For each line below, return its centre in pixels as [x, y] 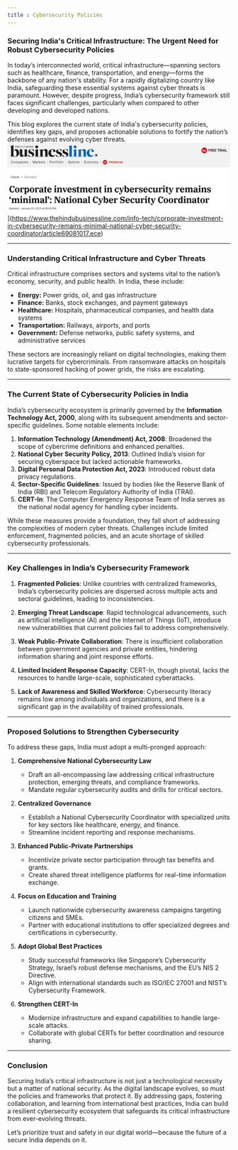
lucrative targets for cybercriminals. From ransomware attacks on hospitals [117, 362]
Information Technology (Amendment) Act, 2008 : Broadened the [115, 439]
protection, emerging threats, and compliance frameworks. [114, 782]
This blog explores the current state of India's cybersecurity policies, [108, 124]
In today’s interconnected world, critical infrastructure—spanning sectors [114, 65]
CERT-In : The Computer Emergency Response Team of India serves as [121, 499]
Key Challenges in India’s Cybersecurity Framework [98, 568]
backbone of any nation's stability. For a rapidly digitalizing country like [111, 80]
